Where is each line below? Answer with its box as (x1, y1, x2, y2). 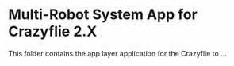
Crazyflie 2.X (8, 22, 98, 41)
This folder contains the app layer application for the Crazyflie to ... (8, 49, 228, 58)
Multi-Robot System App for (8, 6, 198, 24)
